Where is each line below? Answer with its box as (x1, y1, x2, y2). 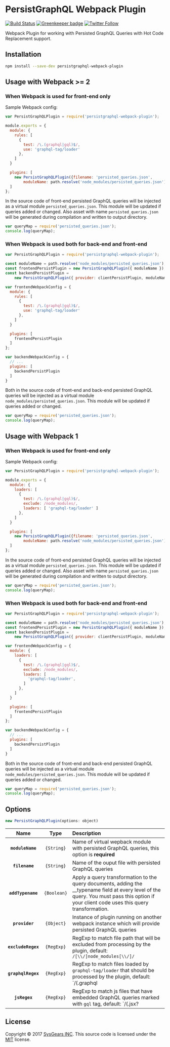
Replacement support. (5, 35, 52, 42)
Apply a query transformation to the (72, 874, 157, 881)
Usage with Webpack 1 (5, 432, 78, 440)
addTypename (9, 890, 38, 896)
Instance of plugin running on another (72, 914, 162, 921)
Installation (5, 50, 41, 59)
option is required (72, 851, 115, 858)
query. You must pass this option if (72, 893, 155, 900)
